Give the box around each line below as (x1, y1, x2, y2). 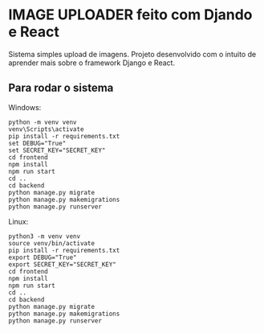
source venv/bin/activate (8, 239, 95, 247)
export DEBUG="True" (8, 253, 78, 261)
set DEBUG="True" (8, 139, 67, 147)
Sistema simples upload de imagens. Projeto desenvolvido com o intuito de (8, 49, 257, 59)
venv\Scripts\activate (8, 125, 84, 134)
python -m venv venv (8, 118, 78, 126)
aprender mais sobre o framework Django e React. (8, 58, 175, 68)
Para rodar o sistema (8, 81, 114, 95)
